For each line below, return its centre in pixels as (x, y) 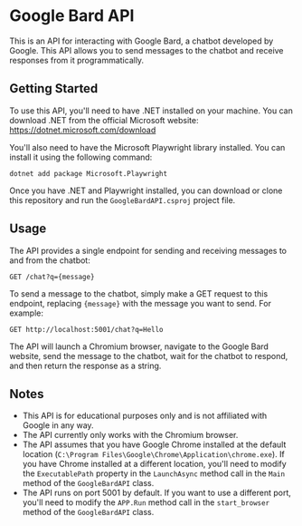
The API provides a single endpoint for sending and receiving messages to (148, 250)
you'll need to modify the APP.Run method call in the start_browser (146, 502)
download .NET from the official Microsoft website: (104, 120)
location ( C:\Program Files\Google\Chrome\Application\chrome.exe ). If (153, 454)
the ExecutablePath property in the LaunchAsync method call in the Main (154, 473)
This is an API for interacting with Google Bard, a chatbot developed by (142, 41)
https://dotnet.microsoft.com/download (83, 130)
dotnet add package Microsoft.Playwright (89, 173)
